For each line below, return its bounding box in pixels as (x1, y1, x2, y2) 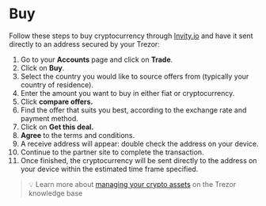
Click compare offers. (20, 97, 93, 106)
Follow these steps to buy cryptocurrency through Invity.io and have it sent (9, 31, 253, 40)
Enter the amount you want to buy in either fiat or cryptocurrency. (20, 88, 235, 97)
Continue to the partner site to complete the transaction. (20, 147, 204, 157)
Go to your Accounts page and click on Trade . (20, 55, 173, 64)
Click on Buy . (20, 63, 65, 72)
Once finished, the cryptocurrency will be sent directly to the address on (20, 155, 257, 165)
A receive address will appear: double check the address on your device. (20, 139, 259, 148)
